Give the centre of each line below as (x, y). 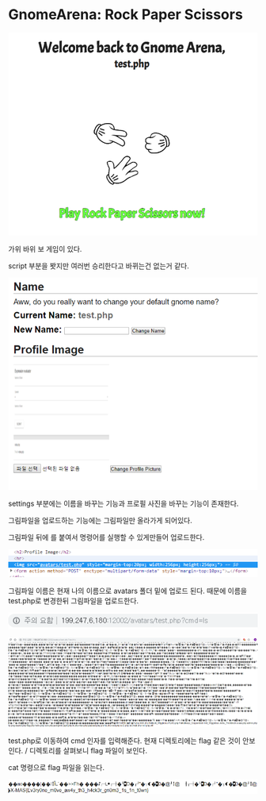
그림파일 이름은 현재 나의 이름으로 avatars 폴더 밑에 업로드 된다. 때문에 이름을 (128, 591)
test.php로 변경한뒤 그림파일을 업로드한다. (74, 601)
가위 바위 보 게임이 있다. (45, 248)
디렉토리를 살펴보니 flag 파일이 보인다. (88, 751)
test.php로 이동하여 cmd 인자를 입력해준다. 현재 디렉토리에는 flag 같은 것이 (125, 741)
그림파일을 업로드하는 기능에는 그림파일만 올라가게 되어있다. (100, 520)
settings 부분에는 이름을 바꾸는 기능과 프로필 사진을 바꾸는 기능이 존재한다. (123, 503)
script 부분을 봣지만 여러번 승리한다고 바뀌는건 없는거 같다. (99, 266)
